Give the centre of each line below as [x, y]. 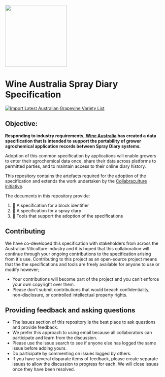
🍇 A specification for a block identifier [50, 205]
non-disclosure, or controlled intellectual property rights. [70, 295]
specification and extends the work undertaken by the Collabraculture [76, 181]
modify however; [22, 269]
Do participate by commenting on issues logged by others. [72, 354]
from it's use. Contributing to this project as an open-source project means [81, 259]
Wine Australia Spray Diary [62, 84]
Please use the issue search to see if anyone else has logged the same [84, 343]
